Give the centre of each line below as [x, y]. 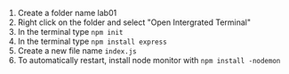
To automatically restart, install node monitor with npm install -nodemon [149, 60]
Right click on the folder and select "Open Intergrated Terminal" [134, 22]
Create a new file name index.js [77, 51]
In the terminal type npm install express [92, 41]
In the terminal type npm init [70, 32]
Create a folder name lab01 [67, 13]
